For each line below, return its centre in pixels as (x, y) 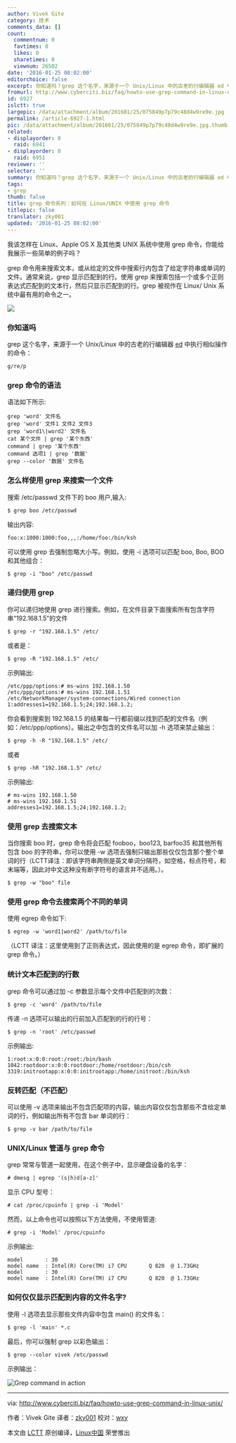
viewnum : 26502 (36, 66)
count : (17, 33)
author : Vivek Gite (36, 14)
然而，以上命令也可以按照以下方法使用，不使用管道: (82, 1219)
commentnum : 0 (34, 40)
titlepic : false (31, 210)
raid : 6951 (29, 158)
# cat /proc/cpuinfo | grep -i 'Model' (66, 1205)
